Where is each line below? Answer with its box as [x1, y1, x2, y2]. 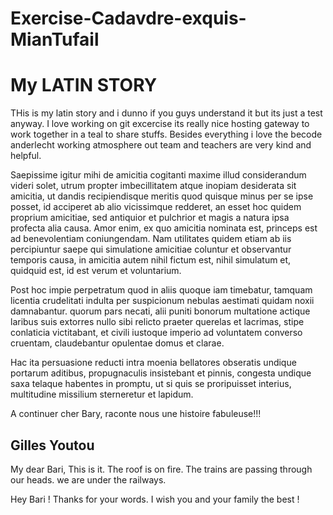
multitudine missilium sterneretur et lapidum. [10, 388, 194, 401]
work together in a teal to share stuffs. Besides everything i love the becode [10, 128, 323, 141]
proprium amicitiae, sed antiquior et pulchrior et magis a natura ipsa [10, 212, 290, 224]
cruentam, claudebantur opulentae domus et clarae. [10, 337, 225, 349]
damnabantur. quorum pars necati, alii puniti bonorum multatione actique [10, 305, 311, 317]
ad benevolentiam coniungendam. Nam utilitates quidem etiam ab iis [10, 233, 292, 245]
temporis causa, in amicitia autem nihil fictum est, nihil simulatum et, [10, 254, 292, 266]
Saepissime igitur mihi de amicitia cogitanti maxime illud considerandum [10, 169, 307, 181]
